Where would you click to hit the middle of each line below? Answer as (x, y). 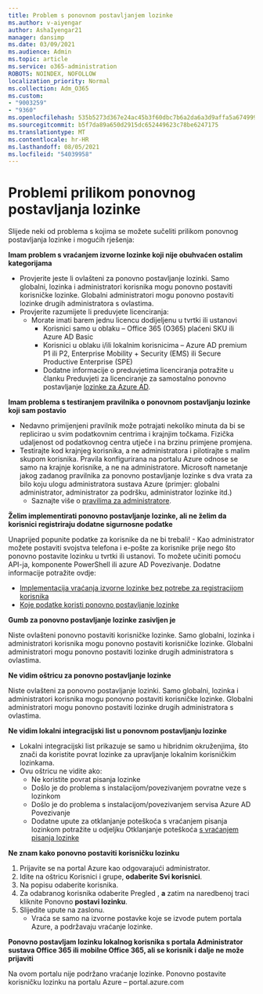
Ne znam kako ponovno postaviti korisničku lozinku (94, 853)
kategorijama (30, 263)
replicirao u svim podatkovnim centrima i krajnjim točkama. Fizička (126, 434)
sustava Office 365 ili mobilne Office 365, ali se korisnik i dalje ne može (126, 950)
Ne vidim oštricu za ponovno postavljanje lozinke (90, 675)
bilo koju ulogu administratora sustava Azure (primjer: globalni (119, 484)
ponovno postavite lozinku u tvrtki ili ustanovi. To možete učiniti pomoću (124, 556)
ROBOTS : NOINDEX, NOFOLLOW (52, 74)
